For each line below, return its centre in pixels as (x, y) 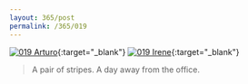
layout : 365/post (42, 18)
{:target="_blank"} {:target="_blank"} (149, 51)
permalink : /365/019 (49, 26)
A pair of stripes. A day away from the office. (115, 70)
